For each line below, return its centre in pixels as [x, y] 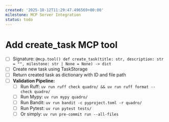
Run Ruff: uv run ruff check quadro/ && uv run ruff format [84, 86]
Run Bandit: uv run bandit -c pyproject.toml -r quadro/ [81, 102]
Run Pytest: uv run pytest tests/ [56, 108]
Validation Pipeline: [34, 81]
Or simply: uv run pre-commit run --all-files [69, 114]
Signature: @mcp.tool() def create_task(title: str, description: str [88, 59]
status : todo [19, 19]
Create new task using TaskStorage [50, 69]
